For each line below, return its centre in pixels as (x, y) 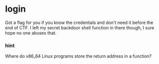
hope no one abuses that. (31, 33)
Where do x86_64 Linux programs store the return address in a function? (78, 56)
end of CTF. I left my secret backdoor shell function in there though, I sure (80, 27)
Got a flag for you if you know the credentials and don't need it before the (79, 22)
